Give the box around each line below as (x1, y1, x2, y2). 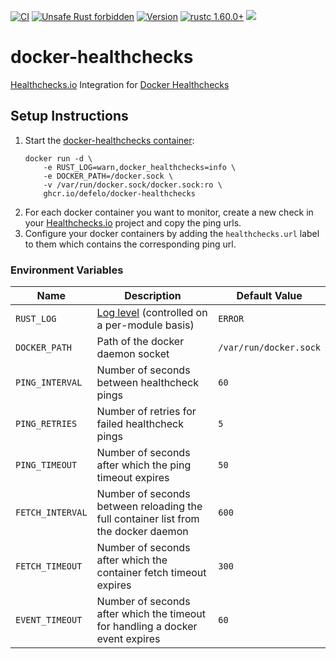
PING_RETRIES (15, 418, 78, 430)
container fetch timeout (96, 566, 207, 580)
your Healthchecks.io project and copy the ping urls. (24, 216, 242, 229)
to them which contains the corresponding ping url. (24, 238, 237, 250)
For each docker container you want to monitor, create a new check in (24, 206, 314, 218)
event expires (96, 632, 161, 646)
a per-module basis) (96, 318, 195, 332)
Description (124, 289, 182, 303)
